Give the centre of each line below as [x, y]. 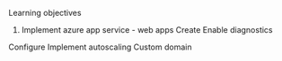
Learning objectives [45, 13]
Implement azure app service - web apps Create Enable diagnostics [147, 30]
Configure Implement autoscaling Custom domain [100, 47]
